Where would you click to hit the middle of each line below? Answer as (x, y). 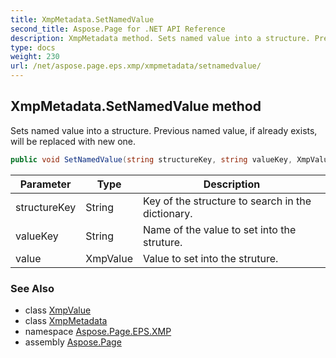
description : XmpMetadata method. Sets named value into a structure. (160, 38)
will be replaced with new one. (73, 141)
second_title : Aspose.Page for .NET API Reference (118, 29)
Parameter (45, 184)
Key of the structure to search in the (227, 201)
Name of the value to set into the (220, 229)
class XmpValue (58, 310)
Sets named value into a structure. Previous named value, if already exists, (164, 130)
